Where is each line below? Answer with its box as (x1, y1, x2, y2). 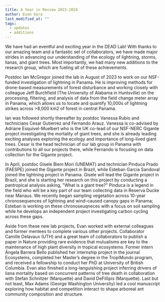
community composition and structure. (5, 291, 83, 297)
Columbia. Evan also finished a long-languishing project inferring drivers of (5, 265, 157, 271)
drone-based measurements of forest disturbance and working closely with (5, 85, 158, 90)
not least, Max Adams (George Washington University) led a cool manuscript (5, 281, 160, 286)
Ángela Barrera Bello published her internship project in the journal (5, 249, 140, 255)
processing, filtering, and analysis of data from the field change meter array (5, 95, 158, 101)
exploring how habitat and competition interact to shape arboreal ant (5, 286, 144, 292)
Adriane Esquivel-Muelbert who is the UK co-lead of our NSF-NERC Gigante (5, 126, 160, 131)
